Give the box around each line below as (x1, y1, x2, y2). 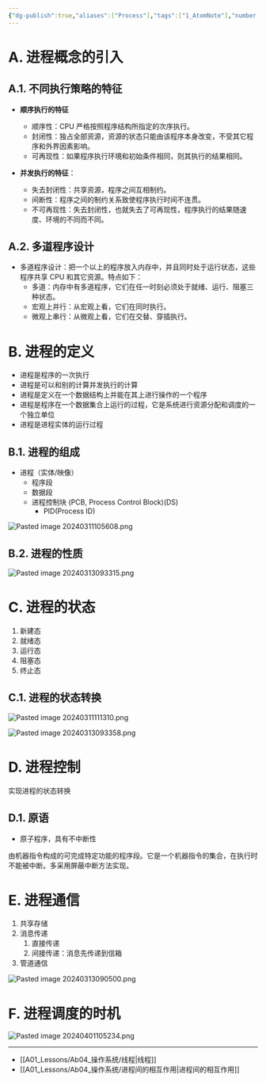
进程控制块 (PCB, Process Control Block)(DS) (31, 497, 179, 507)
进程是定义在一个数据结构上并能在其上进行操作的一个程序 (19, 390, 207, 400)
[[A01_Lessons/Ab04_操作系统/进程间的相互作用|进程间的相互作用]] (19, 1065, 240, 1074)
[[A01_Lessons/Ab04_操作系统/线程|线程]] (19, 1055, 157, 1065)
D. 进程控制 (8, 758, 82, 776)
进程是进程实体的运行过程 (19, 420, 104, 429)
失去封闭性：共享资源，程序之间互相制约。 (31, 185, 171, 194)
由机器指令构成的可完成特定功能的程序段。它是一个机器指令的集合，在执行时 (8, 851, 258, 860)
